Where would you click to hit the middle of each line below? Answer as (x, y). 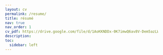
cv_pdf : (13, 32)
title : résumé (19, 18)
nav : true (15, 23)
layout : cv (16, 9)
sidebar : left (24, 45)
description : (18, 36)
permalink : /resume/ (26, 14)
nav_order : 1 (18, 27)
